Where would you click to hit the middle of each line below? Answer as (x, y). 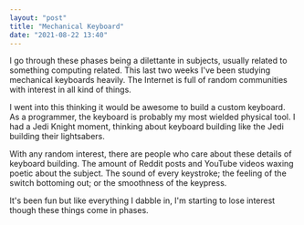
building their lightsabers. (57, 137)
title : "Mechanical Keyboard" (67, 26)
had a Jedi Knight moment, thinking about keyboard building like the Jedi (147, 127)
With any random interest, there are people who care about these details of (151, 154)
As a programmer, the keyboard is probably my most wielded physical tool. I (152, 117)
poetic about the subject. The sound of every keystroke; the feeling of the (148, 173)
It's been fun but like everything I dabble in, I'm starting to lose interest (142, 200)
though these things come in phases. (79, 210)
